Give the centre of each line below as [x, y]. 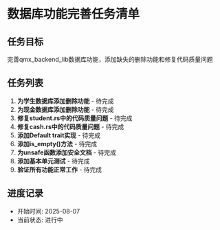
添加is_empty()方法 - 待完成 [57, 143]
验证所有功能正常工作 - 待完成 [59, 170]
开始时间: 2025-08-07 [48, 211]
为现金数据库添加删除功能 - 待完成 [66, 109]
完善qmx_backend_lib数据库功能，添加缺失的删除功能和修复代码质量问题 [110, 59]
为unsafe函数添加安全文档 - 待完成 [67, 152]
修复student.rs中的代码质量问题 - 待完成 [75, 118]
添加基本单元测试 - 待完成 [54, 161]
